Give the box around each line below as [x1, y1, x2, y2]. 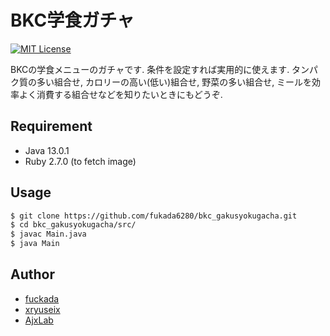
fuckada [24, 292, 60, 305]
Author [10, 266, 55, 283]
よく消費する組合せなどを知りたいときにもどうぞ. [18, 88, 223, 100]
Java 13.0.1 [24, 144, 70, 156]
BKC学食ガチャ [10, 9, 135, 32]
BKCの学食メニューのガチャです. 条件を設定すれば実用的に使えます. [10, 63, 290, 75]
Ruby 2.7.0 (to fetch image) [24, 155, 137, 167]
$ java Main [10, 239, 60, 249]
